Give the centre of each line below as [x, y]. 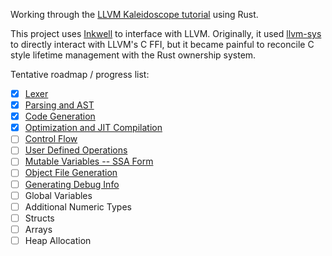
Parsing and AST [59, 105]
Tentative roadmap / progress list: [80, 74]
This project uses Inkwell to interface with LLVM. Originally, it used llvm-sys [166, 33]
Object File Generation [71, 173]
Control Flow [51, 139]
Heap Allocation [58, 240]
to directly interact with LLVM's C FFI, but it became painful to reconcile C [162, 44]
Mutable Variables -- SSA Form [89, 161]
